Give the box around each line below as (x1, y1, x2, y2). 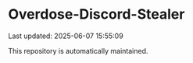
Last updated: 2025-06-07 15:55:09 (8, 31, 123, 40)
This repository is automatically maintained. (8, 46, 148, 55)
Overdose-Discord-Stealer (8, 5, 185, 23)
